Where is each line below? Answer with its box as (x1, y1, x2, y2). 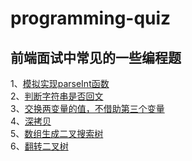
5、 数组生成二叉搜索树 (10, 128, 104, 139)
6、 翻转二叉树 (10, 140, 69, 152)
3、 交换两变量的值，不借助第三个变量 (10, 103, 165, 114)
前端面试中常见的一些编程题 (10, 49, 182, 66)
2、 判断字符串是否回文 (10, 90, 104, 102)
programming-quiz (10, 7, 172, 30)
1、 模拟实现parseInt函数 (10, 78, 110, 89)
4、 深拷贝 (10, 115, 52, 127)
